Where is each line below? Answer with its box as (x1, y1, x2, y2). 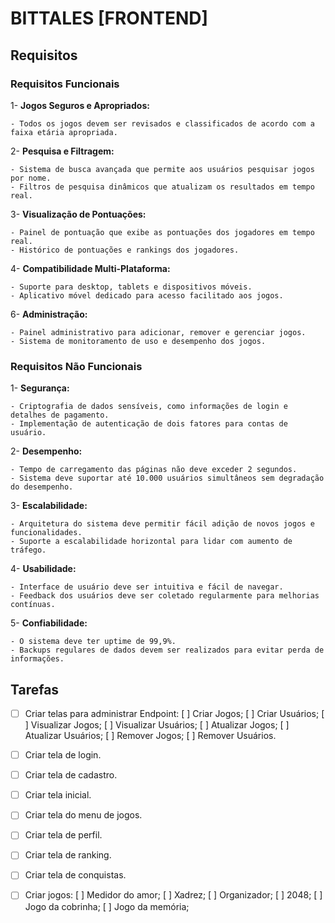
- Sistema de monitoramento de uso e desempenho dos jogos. (10, 336, 267, 346)
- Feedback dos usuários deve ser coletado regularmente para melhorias (10, 591, 320, 601)
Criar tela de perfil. (24, 829, 103, 841)
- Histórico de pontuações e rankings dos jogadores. (10, 245, 240, 255)
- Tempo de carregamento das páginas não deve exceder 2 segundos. (10, 465, 298, 475)
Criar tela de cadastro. (24, 769, 118, 781)
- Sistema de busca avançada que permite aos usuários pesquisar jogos (10, 164, 315, 174)
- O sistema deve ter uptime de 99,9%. (10, 637, 177, 647)
